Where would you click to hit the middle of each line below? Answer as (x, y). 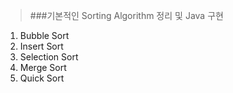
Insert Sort (41, 46)
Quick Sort (42, 78)
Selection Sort (49, 57)
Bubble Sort (44, 35)
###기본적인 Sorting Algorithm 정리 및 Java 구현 (126, 15)
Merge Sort (43, 67)
